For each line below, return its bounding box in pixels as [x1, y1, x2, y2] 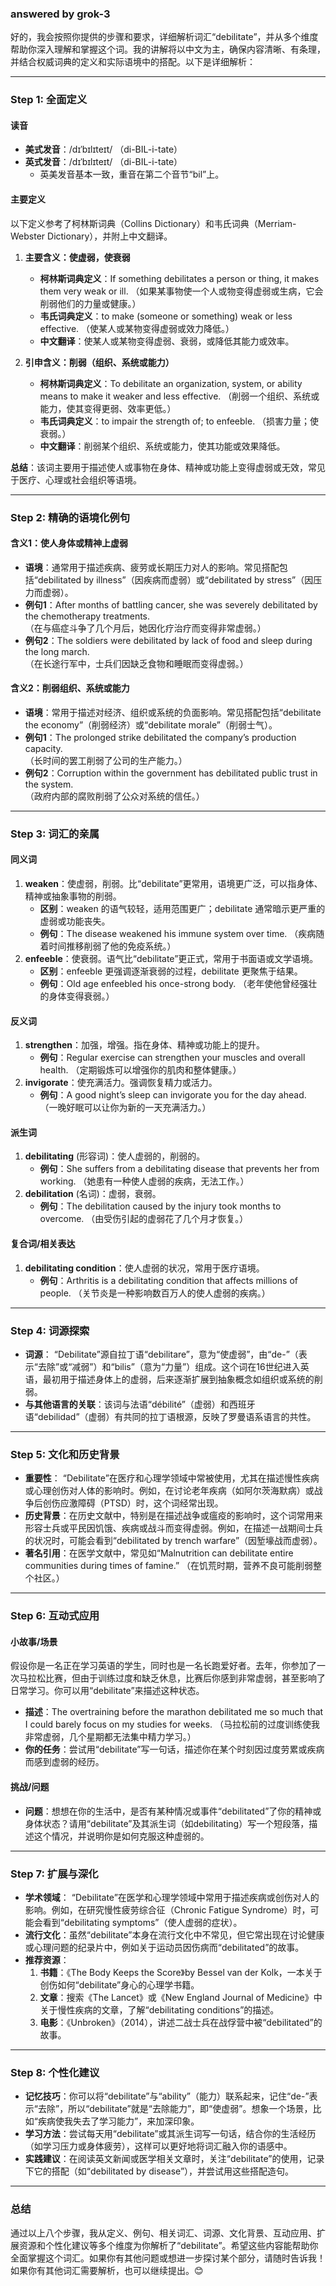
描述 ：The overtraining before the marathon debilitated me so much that [24, 1706, 324, 1718]
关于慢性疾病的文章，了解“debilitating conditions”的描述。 [39, 2003, 280, 2016]
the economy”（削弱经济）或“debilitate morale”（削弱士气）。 [24, 718, 278, 731]
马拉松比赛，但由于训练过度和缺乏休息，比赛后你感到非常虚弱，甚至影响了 [18, 1672, 326, 1684]
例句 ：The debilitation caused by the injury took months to [39, 1200, 282, 1212]
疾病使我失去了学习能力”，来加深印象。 [37, 2115, 200, 2127]
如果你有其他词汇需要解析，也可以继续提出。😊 [10, 2264, 204, 2276]
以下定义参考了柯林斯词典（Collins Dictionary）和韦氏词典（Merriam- [10, 217, 297, 229]
